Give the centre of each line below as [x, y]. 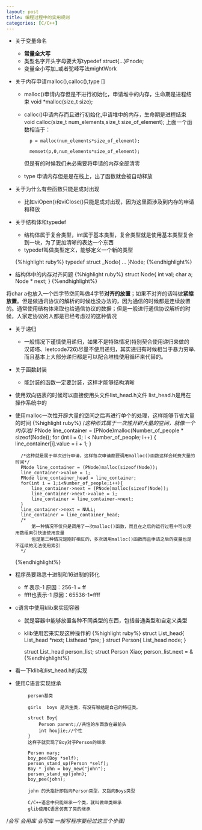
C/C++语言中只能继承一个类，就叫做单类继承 [75, 803]
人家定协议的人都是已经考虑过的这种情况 [67, 316]
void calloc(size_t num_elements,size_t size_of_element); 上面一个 [106, 122]
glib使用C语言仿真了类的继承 [59, 809]
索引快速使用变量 [47, 533]
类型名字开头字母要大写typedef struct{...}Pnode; [84, 61]
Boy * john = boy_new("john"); [67, 769]
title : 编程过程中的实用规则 [38, 17]
